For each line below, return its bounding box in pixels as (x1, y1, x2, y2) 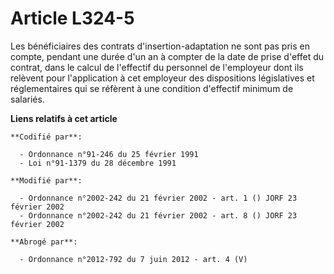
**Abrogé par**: (10, 237, 78, 247)
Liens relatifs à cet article (10, 112, 118, 124)
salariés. (10, 93, 45, 105)
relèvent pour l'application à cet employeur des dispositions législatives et (10, 72, 315, 84)
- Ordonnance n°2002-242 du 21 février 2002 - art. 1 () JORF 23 (19, 193, 298, 203)
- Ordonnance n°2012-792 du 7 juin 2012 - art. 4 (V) (19, 254, 248, 264)
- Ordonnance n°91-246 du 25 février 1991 (19, 149, 199, 159)
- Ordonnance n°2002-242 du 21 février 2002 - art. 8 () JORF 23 (19, 210, 298, 221)
